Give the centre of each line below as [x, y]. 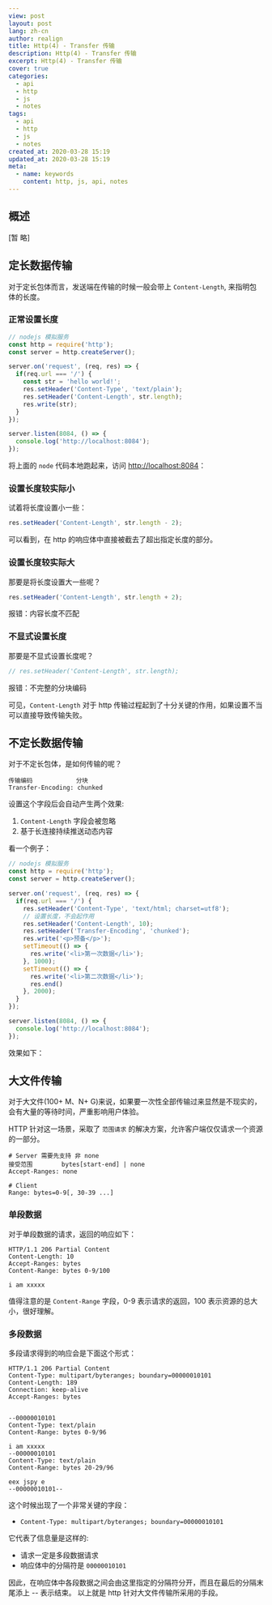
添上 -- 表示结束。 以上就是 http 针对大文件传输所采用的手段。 [119, 1593]
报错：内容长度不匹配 [44, 613]
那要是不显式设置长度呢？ [51, 655]
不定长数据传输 [46, 743]
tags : [17, 114]
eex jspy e [27, 1482]
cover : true [28, 69]
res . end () [46, 984]
